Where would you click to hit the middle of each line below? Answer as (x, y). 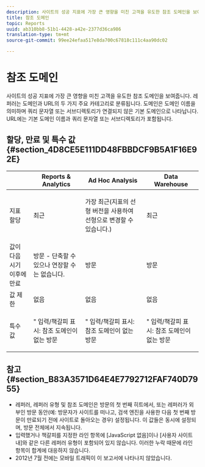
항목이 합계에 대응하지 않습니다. (52, 450)
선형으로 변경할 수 (110, 220)
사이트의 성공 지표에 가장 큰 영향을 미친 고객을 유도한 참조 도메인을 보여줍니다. (99, 96)
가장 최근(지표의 (107, 201)
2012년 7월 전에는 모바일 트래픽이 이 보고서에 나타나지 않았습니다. (93, 458)
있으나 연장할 (51, 265)
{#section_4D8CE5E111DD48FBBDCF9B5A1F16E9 (102, 150)
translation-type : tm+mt (38, 35)
